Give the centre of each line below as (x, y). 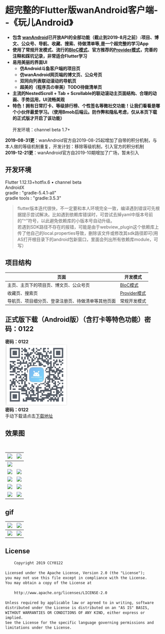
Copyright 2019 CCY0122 (39, 563)
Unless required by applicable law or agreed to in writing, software (80, 603)
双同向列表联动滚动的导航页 (48, 81)
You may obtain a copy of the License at (49, 583)
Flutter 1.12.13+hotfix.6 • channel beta (43, 182)
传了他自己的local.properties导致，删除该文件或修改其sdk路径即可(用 (88, 233)
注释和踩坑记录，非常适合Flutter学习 (50, 56)
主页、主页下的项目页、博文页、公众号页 (49, 285)
